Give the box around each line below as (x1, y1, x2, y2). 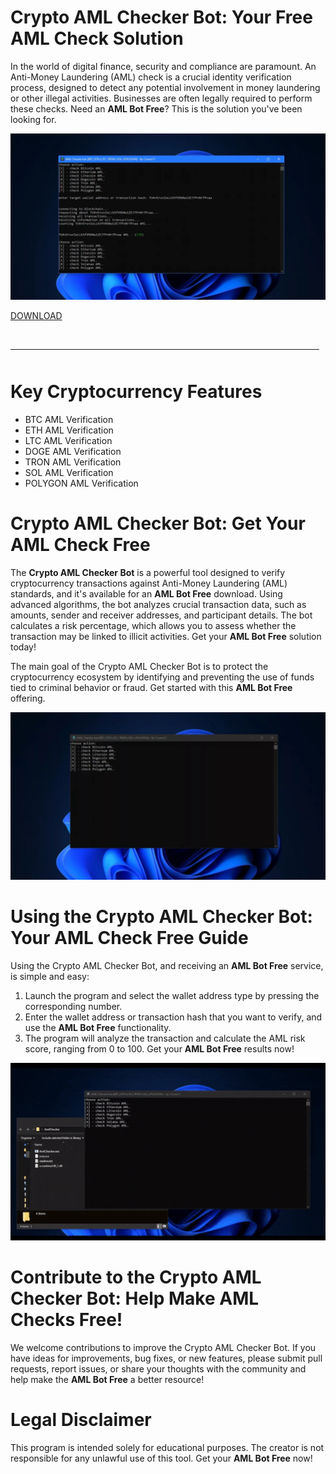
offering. (10, 692, 46, 704)
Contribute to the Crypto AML (10, 1266, 262, 1289)
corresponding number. (24, 1001, 123, 1013)
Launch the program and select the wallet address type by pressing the (24, 990, 320, 1002)
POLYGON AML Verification (24, 477, 139, 489)
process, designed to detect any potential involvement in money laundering (10, 81, 321, 93)
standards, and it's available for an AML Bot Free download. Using (10, 587, 283, 600)
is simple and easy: (10, 971, 90, 983)
